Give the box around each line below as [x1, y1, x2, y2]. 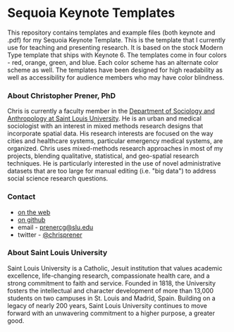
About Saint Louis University [7, 248, 108, 258]
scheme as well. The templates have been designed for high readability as [7, 66, 223, 74]
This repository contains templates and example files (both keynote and [7, 28, 216, 37]
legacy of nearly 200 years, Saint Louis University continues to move [7, 301, 208, 309]
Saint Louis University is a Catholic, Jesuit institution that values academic [7, 264, 223, 272]
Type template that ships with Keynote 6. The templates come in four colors [7, 51, 227, 59]
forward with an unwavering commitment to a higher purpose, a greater [7, 309, 216, 317]
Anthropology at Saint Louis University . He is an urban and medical [7, 114, 202, 123]
